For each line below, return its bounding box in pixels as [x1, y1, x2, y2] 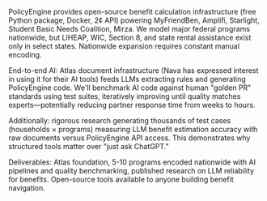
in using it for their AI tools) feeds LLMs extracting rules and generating [8, 75, 247, 83]
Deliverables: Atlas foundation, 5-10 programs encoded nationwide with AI [8, 157, 256, 167]
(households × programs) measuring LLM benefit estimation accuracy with [8, 125, 258, 134]
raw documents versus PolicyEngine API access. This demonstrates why [8, 133, 251, 143]
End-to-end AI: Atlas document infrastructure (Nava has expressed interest [8, 66, 259, 75]
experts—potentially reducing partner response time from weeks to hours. [8, 100, 256, 109]
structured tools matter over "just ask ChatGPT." [8, 142, 169, 151]
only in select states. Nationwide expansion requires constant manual [8, 41, 240, 51]
